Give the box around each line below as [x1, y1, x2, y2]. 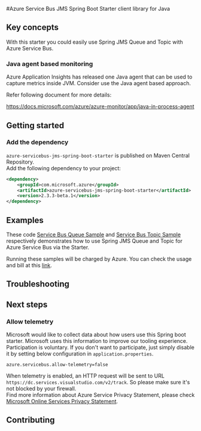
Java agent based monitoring [6, 59, 93, 68]
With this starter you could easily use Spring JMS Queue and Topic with [6, 38, 184, 46]
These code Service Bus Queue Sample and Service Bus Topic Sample [6, 231, 181, 238]
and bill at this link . [6, 261, 53, 269]
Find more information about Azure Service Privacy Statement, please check [6, 391, 195, 399]
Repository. [6, 158, 35, 165]
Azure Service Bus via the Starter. [6, 243, 90, 251]
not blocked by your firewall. [6, 385, 77, 392]
